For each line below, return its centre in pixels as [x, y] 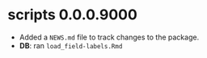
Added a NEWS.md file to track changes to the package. [109, 37]
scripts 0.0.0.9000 [73, 15]
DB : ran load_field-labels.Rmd [71, 45]
